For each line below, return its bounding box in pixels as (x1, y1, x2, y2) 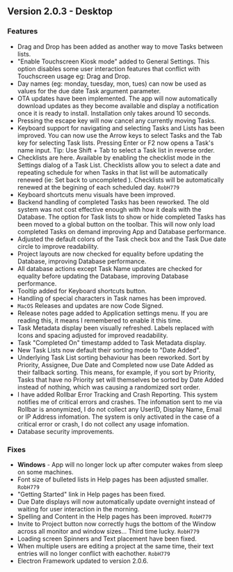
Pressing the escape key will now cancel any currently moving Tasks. (17, 116, 216, 125)
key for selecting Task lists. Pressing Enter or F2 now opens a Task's (17, 139, 214, 147)
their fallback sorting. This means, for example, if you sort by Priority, (17, 368, 216, 376)
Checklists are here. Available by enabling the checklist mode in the (17, 153, 211, 162)
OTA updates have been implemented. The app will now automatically (17, 94, 218, 102)
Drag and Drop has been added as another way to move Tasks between (17, 42, 223, 51)
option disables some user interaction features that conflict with (17, 64, 200, 72)
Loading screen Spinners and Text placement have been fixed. (17, 534, 197, 543)
